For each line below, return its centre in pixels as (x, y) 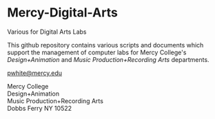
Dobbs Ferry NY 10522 (40, 108)
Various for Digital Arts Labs (47, 32)
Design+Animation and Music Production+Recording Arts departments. (108, 59)
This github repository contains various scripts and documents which (105, 45)
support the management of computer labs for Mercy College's (97, 52)
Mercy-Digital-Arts (63, 13)
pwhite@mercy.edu (35, 73)
